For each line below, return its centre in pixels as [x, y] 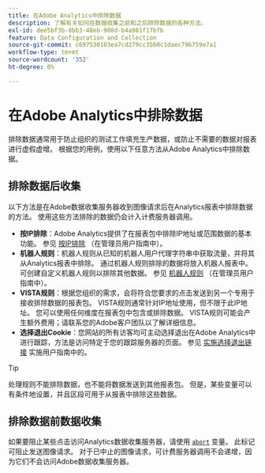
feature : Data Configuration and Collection [82, 38]
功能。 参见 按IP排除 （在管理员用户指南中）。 [93, 243]
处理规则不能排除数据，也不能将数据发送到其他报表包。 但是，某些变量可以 [130, 384]
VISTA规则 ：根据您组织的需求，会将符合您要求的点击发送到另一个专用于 [137, 293]
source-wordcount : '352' [49, 60]
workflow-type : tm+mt [44, 52]
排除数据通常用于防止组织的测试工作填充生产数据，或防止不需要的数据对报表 [132, 138]
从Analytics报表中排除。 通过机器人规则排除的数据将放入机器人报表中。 [136, 263]
